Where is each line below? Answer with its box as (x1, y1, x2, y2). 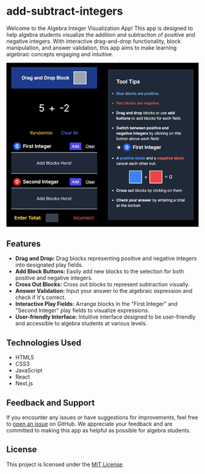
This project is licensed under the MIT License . (6, 461, 124, 468)
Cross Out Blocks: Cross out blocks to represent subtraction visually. (15, 281, 190, 288)
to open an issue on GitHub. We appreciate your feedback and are (6, 420, 173, 428)
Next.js (15, 380, 34, 387)
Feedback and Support (6, 398, 95, 408)
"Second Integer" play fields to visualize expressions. (15, 307, 149, 314)
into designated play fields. (15, 261, 84, 268)
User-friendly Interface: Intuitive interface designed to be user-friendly (15, 313, 196, 320)
